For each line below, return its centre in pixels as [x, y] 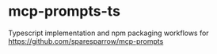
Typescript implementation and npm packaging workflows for [108, 33]
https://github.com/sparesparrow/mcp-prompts [86, 41]
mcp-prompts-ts [65, 11]
